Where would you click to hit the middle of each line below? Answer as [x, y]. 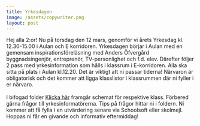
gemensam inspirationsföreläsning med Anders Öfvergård [78, 53]
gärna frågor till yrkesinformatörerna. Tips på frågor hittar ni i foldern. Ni [95, 104]
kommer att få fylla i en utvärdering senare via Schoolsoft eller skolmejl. [95, 110]
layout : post [22, 23]
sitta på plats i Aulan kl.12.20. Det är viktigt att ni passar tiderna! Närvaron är [100, 72]
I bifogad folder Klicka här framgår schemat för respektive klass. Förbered [97, 97]
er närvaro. [20, 85]
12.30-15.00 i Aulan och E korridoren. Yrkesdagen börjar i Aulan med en [94, 46]
